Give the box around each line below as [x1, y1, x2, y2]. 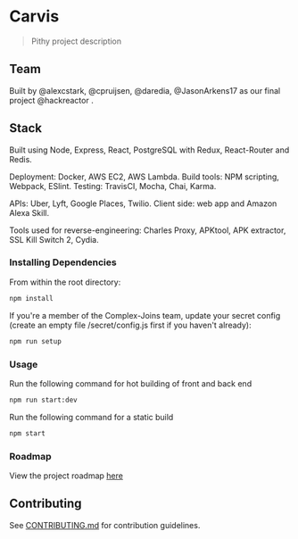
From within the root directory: [9, 277, 121, 287]
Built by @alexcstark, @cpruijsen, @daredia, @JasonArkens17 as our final [9, 85, 281, 95]
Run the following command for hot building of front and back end [9, 377, 252, 389]
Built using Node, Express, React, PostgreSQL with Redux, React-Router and [9, 145, 290, 155]
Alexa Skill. [9, 207, 50, 218]
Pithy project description [30, 36, 122, 46]
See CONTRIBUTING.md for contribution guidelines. [9, 519, 201, 530]
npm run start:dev [9, 395, 78, 404]
